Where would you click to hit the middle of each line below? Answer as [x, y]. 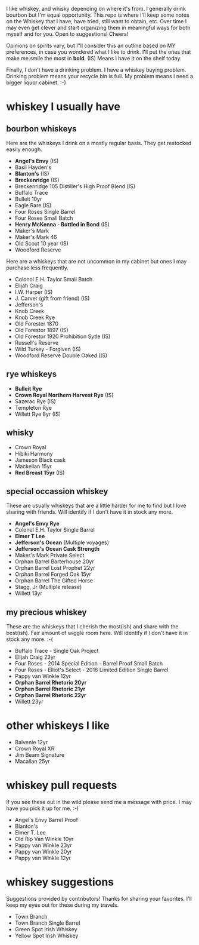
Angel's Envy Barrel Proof [46, 820]
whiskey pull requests [62, 786]
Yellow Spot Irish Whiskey [46, 936]
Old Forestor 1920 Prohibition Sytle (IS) [63, 336]
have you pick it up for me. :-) [43, 808]
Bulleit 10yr [28, 199]
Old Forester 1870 [36, 324]
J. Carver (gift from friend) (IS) [52, 298]
